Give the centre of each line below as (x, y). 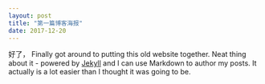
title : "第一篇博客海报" (45, 23)
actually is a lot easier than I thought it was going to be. (100, 72)
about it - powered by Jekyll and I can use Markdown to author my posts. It (132, 63)
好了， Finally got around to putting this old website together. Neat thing (127, 54)
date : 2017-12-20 (37, 30)
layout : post (30, 16)
